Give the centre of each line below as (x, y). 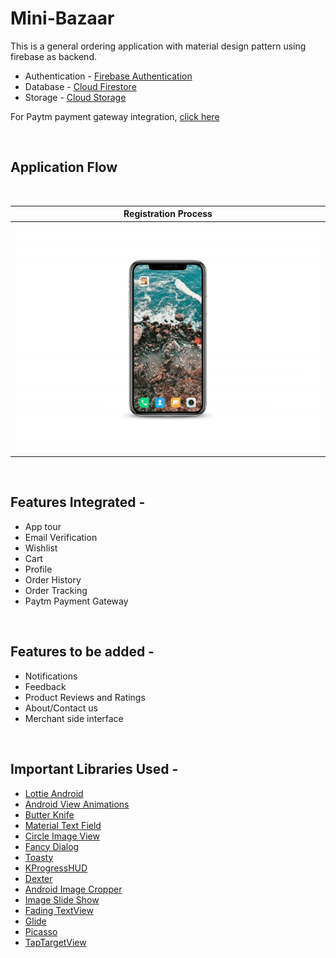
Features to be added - (82, 652)
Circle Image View (62, 836)
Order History (53, 579)
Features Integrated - (78, 502)
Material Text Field (63, 825)
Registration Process (168, 214)
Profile (38, 569)
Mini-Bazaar (62, 18)
